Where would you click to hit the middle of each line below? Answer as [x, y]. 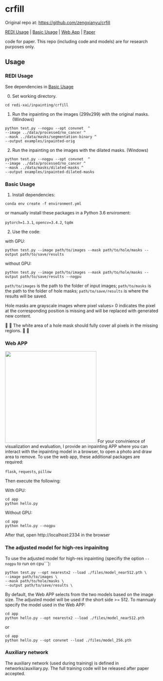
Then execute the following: [33, 481]
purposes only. [20, 46]
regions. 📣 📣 [17, 330]
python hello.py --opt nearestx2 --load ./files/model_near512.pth [75, 618]
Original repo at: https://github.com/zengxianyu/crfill [58, 22]
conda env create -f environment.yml [43, 204]
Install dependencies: [34, 194]
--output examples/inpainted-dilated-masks [50, 172]
